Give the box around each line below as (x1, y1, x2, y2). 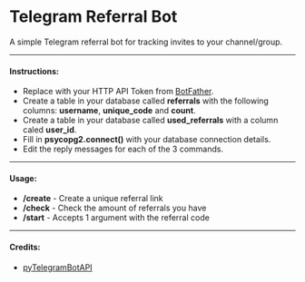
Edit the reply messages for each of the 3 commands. (22, 143, 224, 155)
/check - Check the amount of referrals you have (22, 202, 207, 214)
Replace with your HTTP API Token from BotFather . (22, 86, 214, 97)
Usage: (9, 172, 38, 183)
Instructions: (9, 65, 60, 76)
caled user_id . (22, 124, 77, 135)
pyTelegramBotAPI (22, 261, 93, 273)
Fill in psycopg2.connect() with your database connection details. (22, 134, 271, 145)
